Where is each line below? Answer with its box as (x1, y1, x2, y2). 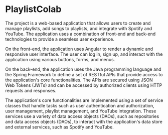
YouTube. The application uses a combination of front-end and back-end (5, 31, 156, 37)
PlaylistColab (5, 4, 62, 15)
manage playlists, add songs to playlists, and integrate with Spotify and (5, 25, 152, 31)
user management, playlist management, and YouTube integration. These (5, 108, 156, 114)
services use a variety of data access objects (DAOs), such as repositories (5, 113, 159, 119)
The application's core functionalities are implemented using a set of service (5, 97, 163, 103)
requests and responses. (5, 87, 57, 93)
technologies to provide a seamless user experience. (5, 36, 114, 42)
